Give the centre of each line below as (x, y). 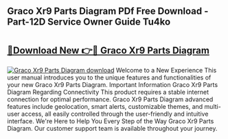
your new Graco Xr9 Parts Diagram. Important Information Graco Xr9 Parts (113, 85)
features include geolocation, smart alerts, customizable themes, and (105, 106)
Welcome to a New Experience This (166, 70)
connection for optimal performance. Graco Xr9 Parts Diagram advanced (110, 99)
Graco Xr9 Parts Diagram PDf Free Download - (108, 11)
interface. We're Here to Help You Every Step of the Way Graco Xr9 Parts (111, 121)
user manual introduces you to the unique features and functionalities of (109, 77)
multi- (213, 106)
